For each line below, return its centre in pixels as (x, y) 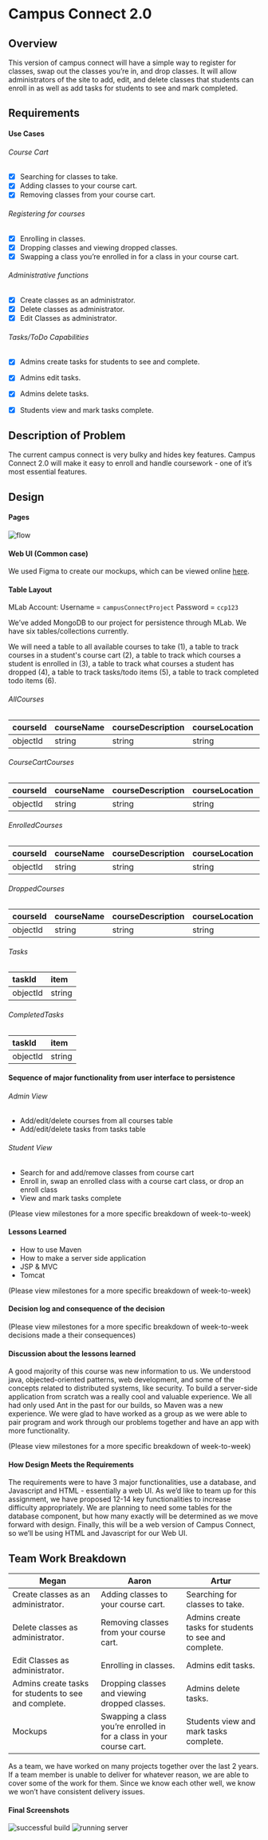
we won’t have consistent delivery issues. (77, 1792)
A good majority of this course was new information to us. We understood (130, 1371)
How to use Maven (51, 1250)
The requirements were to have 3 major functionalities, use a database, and (132, 1482)
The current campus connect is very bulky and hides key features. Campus (132, 455)
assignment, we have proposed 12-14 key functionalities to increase (120, 1499)
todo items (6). (33, 681)
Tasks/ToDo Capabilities (49, 337)
